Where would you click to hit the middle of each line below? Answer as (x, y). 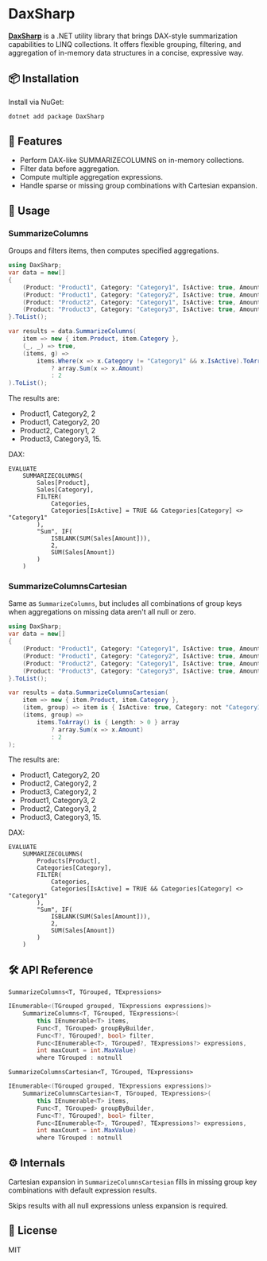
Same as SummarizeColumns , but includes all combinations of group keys (125, 603)
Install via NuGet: (36, 102)
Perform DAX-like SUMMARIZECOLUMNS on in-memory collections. (132, 161)
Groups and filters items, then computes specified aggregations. (114, 250)
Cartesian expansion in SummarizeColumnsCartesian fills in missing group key (133, 1182)
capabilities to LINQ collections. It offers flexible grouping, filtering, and (125, 44)
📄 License (33, 1230)
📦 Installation (44, 79)
